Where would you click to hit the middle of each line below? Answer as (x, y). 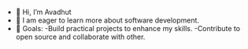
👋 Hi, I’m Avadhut (44, 12)
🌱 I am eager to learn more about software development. (107, 20)
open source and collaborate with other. (80, 37)
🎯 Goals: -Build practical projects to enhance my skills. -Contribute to (128, 28)
